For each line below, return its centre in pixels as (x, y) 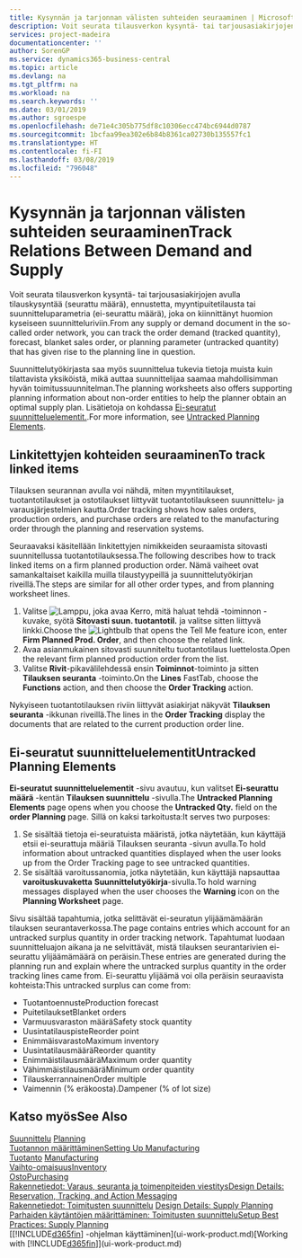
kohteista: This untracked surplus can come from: (100, 985)
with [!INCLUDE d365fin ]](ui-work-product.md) (96, 1243)
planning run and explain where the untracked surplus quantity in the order (148, 966)
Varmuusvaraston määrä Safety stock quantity (107, 1022)
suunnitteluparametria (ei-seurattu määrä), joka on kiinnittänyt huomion (141, 314)
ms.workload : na (40, 93)
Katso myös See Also (68, 1116)
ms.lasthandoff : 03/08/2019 (62, 159)
